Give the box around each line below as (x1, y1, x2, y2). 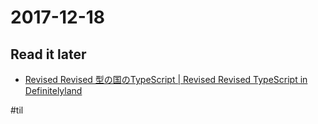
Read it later (10, 46, 87, 63)
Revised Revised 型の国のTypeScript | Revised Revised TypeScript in (24, 74, 308, 85)
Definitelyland (24, 85, 83, 96)
